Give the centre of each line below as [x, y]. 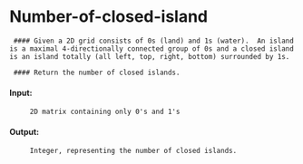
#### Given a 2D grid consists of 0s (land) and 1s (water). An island [154, 41]
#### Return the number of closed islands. [97, 72]
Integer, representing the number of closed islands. [133, 151]
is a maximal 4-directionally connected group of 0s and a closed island [152, 48]
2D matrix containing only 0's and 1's [105, 112]
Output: [24, 131]
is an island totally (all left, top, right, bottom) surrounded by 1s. [150, 56]
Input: [21, 92]
